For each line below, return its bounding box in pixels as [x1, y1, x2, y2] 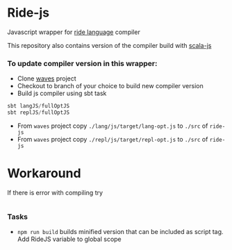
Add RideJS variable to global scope [17, 235, 122, 244]
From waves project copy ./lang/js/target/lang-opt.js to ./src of [17, 122, 208, 130]
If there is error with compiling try [7, 188, 103, 197]
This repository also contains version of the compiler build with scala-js [7, 41, 212, 49]
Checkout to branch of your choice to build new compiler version [17, 82, 204, 90]
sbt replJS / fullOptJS [7, 109, 70, 116]
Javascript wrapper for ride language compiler [7, 28, 140, 36]
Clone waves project [17, 74, 76, 83]
